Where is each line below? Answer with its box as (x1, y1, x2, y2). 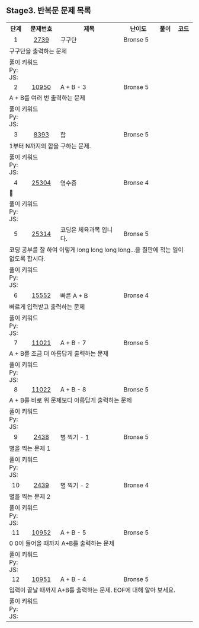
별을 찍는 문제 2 (9, 492, 51, 501)
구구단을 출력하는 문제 (9, 47, 67, 55)
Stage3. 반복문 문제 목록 (6, 5, 92, 16)
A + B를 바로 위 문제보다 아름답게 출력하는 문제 (9, 396, 132, 404)
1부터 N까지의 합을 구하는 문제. (9, 142, 91, 150)
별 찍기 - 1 (60, 433, 89, 441)
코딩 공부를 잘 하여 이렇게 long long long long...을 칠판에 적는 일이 (9, 246, 184, 254)
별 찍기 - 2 (60, 481, 89, 489)
